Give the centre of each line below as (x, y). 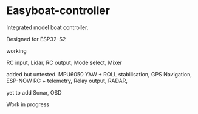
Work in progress (28, 104)
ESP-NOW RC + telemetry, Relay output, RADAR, (67, 81)
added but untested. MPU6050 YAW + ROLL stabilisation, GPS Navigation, (99, 74)
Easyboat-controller (58, 11)
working (17, 51)
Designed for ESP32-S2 (36, 39)
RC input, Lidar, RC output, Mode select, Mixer (64, 62)
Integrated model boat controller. (47, 27)
